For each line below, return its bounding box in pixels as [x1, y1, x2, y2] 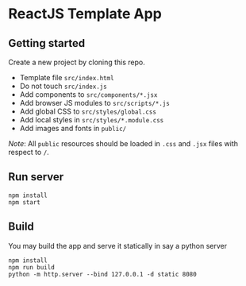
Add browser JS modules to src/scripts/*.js [19, 99, 171, 107]
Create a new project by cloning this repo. [8, 57, 145, 67]
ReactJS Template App [8, 5, 163, 23]
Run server [8, 170, 64, 184]
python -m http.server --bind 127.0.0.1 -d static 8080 [8, 270, 197, 278]
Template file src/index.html [19, 73, 114, 82]
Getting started [8, 37, 86, 50]
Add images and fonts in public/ [19, 124, 127, 133]
